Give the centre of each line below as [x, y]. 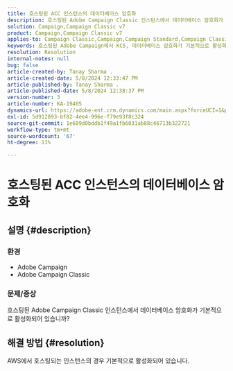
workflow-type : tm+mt [38, 130]
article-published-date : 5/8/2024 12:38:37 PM [76, 91]
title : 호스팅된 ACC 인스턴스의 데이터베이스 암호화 [72, 14]
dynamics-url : [28, 110]
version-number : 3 [34, 98]
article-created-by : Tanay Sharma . [60, 71]
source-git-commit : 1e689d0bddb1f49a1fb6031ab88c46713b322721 [99, 123]
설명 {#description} [49, 230]
